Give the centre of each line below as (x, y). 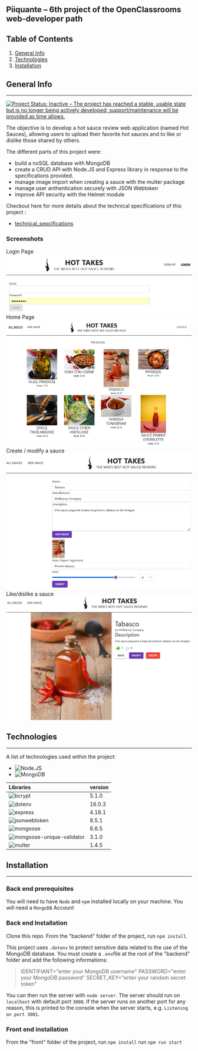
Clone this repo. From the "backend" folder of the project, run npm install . (97, 936)
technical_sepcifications (44, 224)
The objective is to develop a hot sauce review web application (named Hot (98, 128)
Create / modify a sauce (35, 451)
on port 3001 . (23, 1014)
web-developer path (44, 19)
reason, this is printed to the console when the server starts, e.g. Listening (97, 1007)
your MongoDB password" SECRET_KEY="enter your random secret (103, 977)
